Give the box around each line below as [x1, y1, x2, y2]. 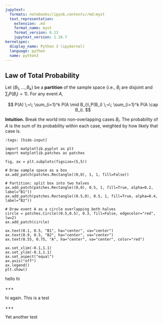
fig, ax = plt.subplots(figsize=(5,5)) [5, 159, 87, 164]
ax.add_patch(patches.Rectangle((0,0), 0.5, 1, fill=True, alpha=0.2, [5, 185, 154, 190]
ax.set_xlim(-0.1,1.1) [5, 245, 52, 251]
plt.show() [5, 267, 28, 272]
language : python [9, 48, 45, 53]
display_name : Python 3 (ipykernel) [9, 44, 85, 49]
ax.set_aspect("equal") [5, 254, 54, 259]
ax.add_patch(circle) [5, 219, 50, 224]
